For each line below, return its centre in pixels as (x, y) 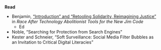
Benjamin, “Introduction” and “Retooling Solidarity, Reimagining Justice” (84, 16)
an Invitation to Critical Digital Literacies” (52, 42)
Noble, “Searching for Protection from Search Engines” (67, 32)
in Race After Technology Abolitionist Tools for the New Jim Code (77, 22)
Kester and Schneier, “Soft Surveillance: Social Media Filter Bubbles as (83, 37)
